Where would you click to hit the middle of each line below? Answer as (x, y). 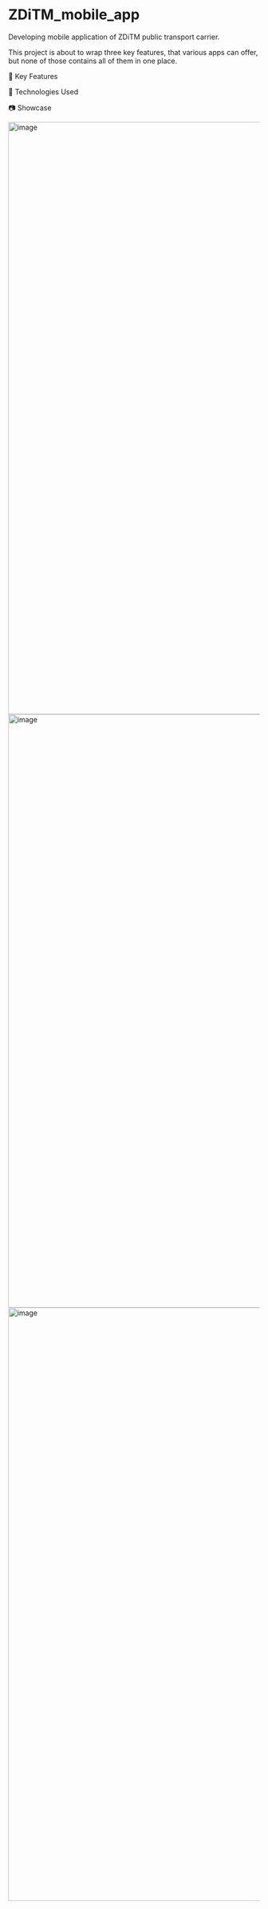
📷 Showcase (30, 107)
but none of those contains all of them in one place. (93, 61)
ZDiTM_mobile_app (74, 15)
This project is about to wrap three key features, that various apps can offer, (133, 52)
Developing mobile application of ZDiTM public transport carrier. (114, 37)
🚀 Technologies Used (43, 91)
